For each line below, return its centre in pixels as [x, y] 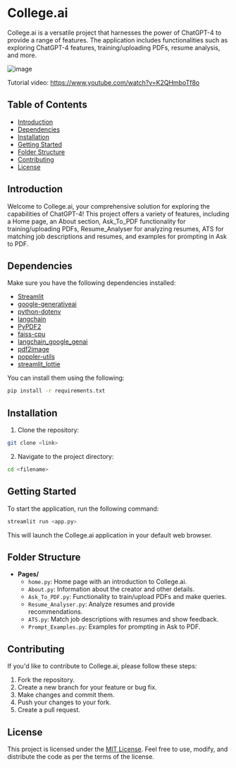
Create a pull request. [49, 710]
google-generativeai [47, 304]
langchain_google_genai [52, 342]
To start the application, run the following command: [83, 508]
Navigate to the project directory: [66, 456]
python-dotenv [39, 312]
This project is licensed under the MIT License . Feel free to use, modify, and [118, 749]
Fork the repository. [46, 680]
